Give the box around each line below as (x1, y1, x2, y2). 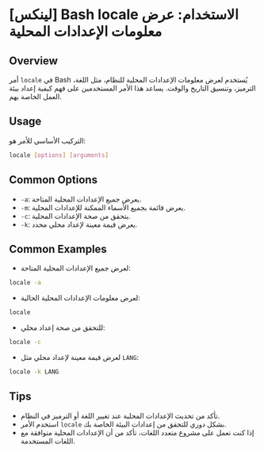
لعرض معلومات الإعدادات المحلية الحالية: (20, 293, 141, 303)
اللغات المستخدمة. (20, 436, 76, 446)
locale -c (9, 339, 42, 347)
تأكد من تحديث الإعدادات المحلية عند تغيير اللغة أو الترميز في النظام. (20, 411, 220, 420)
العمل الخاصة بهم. (9, 92, 63, 101)
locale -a (9, 279, 42, 287)
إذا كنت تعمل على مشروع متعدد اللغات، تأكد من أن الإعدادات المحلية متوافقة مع (20, 427, 254, 437)
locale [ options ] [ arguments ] (9, 151, 109, 159)
